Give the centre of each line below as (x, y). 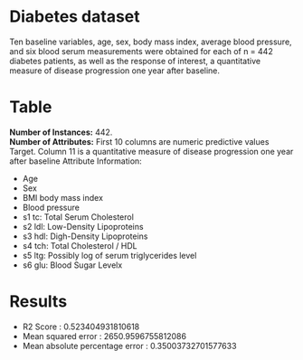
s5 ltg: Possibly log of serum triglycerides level (109, 255)
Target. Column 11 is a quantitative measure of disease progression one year (151, 151)
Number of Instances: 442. (61, 132)
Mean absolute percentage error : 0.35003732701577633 (129, 346)
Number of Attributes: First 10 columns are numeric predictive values (139, 141)
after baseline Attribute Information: (76, 161)
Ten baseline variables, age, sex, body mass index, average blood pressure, (151, 42)
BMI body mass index (63, 197)
